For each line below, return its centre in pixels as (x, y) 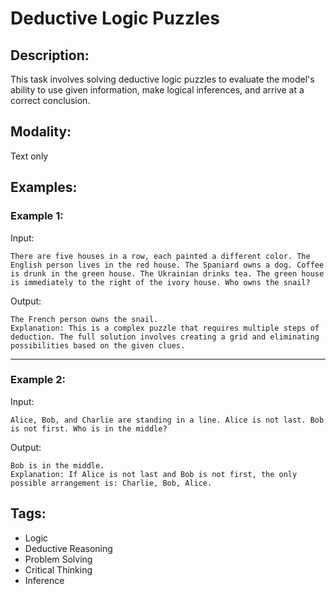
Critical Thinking (58, 569)
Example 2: (38, 380)
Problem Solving (58, 559)
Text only (29, 156)
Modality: (41, 132)
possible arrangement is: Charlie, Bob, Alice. (111, 483)
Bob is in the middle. (57, 465)
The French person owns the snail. (84, 319)
